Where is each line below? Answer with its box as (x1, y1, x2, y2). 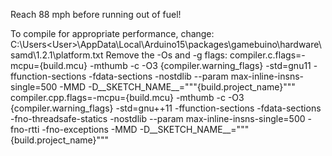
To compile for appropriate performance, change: (10, 28, 215, 39)
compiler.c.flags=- (229, 49, 306, 61)
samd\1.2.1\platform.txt (10, 49, 104, 61)
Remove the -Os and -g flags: (105, 49, 228, 61)
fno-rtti (10, 124, 40, 135)
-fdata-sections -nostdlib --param (88, 70, 229, 82)
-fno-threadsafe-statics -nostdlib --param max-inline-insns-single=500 (10, 113, 306, 124)
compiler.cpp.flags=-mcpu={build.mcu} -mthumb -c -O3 (10, 92, 245, 103)
